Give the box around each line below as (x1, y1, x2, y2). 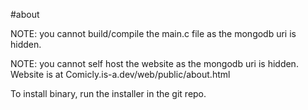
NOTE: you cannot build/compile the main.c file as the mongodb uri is (10, 28, 297, 39)
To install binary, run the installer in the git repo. (10, 88, 207, 99)
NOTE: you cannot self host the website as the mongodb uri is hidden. (10, 58, 299, 69)
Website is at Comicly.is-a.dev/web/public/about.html (10, 69, 231, 80)
